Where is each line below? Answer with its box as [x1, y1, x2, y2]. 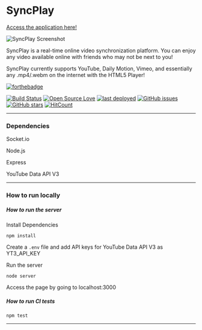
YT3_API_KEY [6, 250, 41, 257]
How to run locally [6, 191, 61, 199]
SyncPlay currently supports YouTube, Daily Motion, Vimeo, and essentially [6, 64, 192, 72]
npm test [6, 313, 28, 319]
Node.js [6, 147, 26, 154]
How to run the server [6, 206, 62, 213]
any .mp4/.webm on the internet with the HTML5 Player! [6, 71, 145, 78]
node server [6, 273, 36, 279]
